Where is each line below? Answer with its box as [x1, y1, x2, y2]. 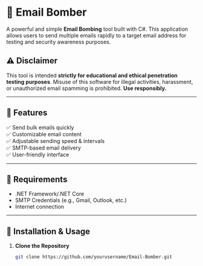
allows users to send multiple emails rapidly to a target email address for [6, 31, 187, 39]
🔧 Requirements [6, 174, 68, 185]
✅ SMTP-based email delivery [6, 144, 82, 151]
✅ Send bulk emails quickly [6, 124, 74, 131]
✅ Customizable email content [6, 130, 82, 138]
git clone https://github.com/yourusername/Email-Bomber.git [14, 254, 173, 260]
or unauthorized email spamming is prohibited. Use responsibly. [6, 84, 167, 92]
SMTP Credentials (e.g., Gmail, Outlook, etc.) [14, 197, 127, 204]
